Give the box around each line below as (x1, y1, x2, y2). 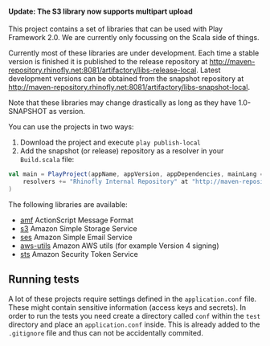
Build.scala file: (19, 155, 75, 165)
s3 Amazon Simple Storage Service (19, 223, 138, 233)
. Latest (195, 65, 221, 75)
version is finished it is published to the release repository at (8, 57, 208, 67)
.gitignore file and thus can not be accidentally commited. (8, 328, 203, 337)
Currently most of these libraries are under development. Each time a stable (8, 48, 260, 58)
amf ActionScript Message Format (19, 215, 134, 225)
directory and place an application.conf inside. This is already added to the (8, 320, 260, 329)
